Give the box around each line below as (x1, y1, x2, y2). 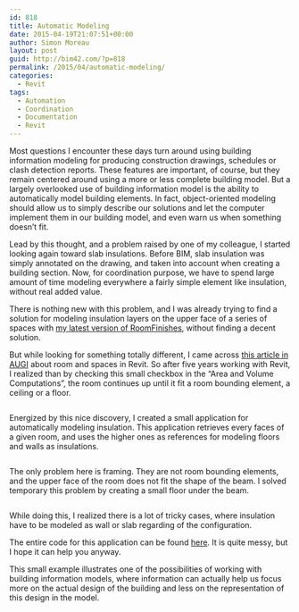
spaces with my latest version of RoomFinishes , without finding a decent (9, 323, 277, 333)
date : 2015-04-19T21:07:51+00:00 (9, 29, 134, 38)
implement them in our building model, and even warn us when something (9, 212, 282, 222)
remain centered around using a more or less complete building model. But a (9, 174, 291, 184)
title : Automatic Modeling (9, 21, 110, 30)
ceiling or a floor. (9, 388, 71, 398)
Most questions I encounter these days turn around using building (9, 146, 252, 156)
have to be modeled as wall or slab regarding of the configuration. (9, 520, 253, 530)
